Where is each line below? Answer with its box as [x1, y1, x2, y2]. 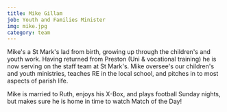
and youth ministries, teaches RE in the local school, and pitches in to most [7, 70, 219, 78]
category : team [7, 29, 51, 36]
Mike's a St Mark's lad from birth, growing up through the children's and [7, 48, 211, 56]
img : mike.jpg [7, 23, 48, 29]
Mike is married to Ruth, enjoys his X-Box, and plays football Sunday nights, [7, 90, 221, 98]
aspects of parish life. [7, 76, 69, 85]
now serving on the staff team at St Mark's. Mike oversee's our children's [7, 62, 215, 70]
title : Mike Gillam [7, 10, 63, 17]
